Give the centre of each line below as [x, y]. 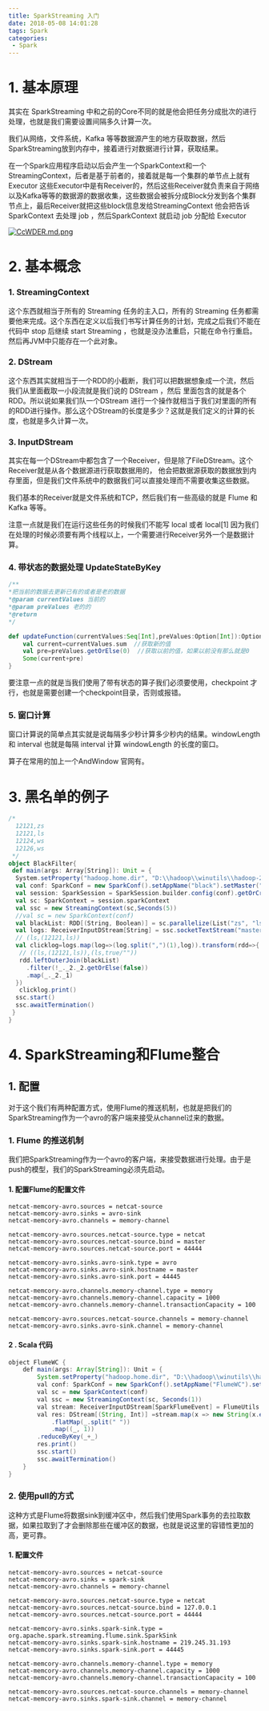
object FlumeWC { [37, 1362]
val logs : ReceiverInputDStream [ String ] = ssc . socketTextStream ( [127, 931]
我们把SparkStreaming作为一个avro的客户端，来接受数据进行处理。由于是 [130, 1159]
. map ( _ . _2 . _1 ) [50, 975]
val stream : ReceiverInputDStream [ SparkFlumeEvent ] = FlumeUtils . [150, 1407]
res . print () [57, 1445]
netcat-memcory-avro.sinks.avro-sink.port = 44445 [94, 1277]
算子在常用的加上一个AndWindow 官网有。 [79, 761]
